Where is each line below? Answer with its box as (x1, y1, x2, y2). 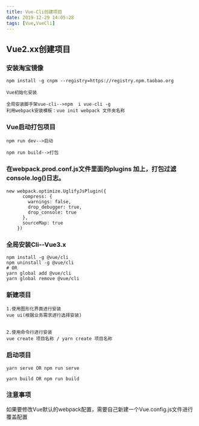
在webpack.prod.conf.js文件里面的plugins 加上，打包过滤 (6, 165, 177, 173)
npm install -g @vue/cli (6, 254, 69, 260)
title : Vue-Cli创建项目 (6, 8, 62, 15)
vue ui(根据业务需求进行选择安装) (6, 312, 82, 318)
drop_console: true (28, 209, 77, 215)
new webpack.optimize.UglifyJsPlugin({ (6, 188, 107, 194)
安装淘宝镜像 (6, 64, 44, 72)
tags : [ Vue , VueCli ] (6, 20, 55, 26)
